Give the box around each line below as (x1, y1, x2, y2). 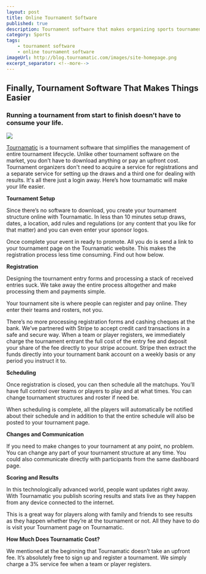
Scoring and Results (6, 474, 59, 481)
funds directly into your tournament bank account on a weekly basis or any (6, 350, 196, 358)
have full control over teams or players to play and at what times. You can (6, 387, 192, 395)
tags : (6, 37, 20, 43)
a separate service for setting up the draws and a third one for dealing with (6, 170, 196, 178)
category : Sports (6, 32, 51, 38)
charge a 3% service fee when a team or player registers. (6, 561, 152, 568)
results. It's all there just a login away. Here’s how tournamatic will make (6, 176, 188, 184)
